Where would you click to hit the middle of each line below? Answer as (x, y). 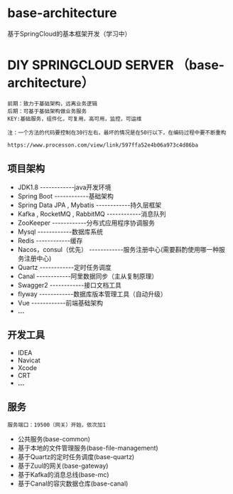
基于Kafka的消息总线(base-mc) (63, 475)
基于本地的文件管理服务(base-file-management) (88, 448)
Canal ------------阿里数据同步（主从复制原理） (88, 276)
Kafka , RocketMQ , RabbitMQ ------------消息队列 (92, 214)
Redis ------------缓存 (50, 241)
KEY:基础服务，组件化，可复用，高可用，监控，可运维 (75, 119)
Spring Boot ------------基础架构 (65, 196)
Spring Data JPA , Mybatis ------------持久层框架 (90, 205)
